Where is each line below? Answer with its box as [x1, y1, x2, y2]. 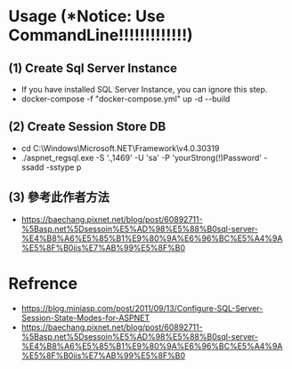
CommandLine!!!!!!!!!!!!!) [8, 25, 193, 45]
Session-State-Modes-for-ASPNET [20, 312, 150, 323]
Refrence [8, 273, 77, 293]
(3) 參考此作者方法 [8, 189, 110, 205]
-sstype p [45, 162, 82, 172]
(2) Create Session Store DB [8, 119, 166, 134]
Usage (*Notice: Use [8, 6, 166, 27]
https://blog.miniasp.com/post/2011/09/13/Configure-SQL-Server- [20, 302, 264, 313]
